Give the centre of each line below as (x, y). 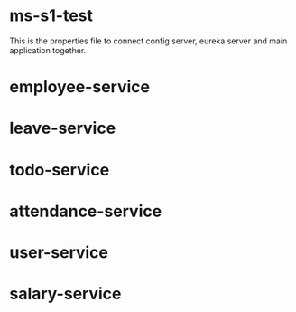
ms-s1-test (51, 16)
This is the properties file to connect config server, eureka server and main (148, 41)
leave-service (63, 128)
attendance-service (86, 211)
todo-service (60, 170)
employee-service (80, 87)
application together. (48, 50)
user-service (59, 252)
